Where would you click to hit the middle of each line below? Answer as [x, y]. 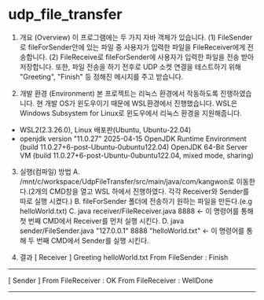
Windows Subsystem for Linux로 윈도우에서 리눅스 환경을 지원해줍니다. [130, 113]
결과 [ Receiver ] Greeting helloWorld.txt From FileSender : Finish [124, 257]
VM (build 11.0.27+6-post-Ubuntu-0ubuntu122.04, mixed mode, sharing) [136, 155]
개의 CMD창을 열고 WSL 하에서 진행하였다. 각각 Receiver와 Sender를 [142, 191]
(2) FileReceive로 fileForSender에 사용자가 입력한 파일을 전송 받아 [152, 57]
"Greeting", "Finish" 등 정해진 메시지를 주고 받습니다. [101, 76]
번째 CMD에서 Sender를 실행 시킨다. [93, 240]
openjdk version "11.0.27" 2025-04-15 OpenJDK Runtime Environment [133, 139]
